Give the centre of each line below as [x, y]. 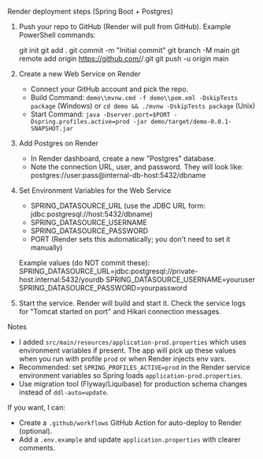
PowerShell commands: [57, 35]
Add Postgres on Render [59, 143]
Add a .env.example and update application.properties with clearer [130, 439]
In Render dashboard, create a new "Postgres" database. [123, 158]
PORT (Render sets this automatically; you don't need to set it [130, 239]
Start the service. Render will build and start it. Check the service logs [132, 303]
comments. [37, 448]
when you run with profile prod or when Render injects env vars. [122, 359]
